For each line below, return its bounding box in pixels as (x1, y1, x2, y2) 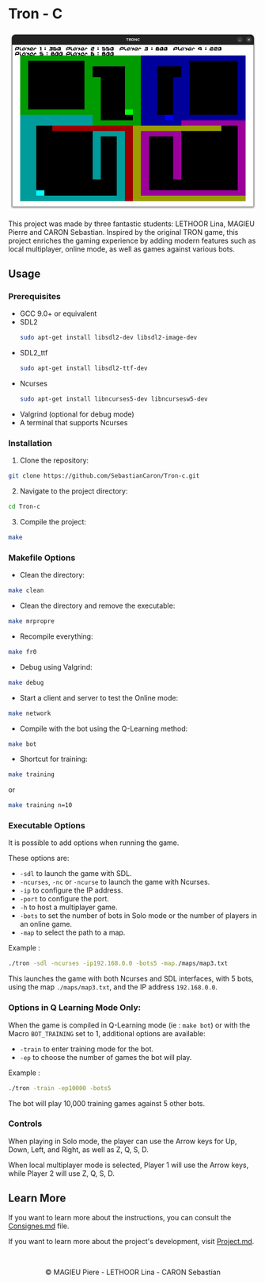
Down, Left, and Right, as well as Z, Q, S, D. (8, 1144, 149, 1154)
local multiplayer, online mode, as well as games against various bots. (8, 244, 235, 254)
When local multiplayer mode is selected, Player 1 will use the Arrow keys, (8, 1160, 249, 1170)
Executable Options (8, 820, 85, 832)
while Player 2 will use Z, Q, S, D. (8, 1168, 115, 1178)
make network (8, 709, 51, 717)
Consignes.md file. (8, 1221, 70, 1231)
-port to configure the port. (19, 894, 109, 904)
